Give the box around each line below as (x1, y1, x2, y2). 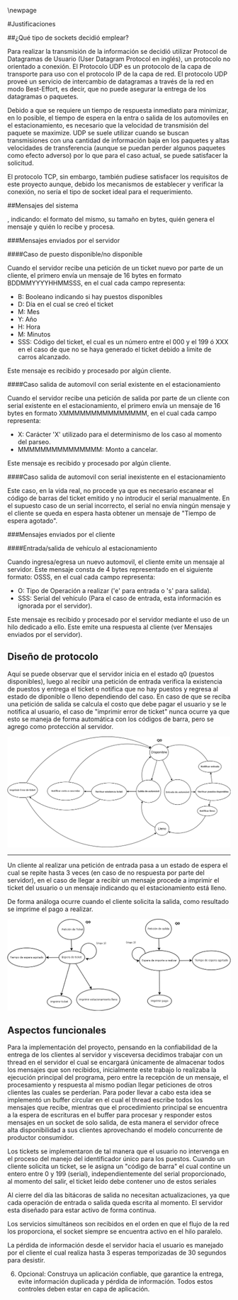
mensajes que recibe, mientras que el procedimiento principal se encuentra (7, 1103, 228, 1112)
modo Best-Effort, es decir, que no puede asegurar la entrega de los (7, 85, 207, 93)
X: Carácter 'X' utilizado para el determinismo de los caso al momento (17, 430, 222, 439)
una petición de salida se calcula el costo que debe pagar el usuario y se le (7, 699, 227, 708)
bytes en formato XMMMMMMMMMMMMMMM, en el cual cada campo (7, 409, 217, 417)
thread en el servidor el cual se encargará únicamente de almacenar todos (7, 1058, 225, 1067)
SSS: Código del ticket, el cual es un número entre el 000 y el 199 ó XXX (17, 338, 229, 346)
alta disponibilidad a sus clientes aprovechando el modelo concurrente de (7, 1126, 223, 1134)
